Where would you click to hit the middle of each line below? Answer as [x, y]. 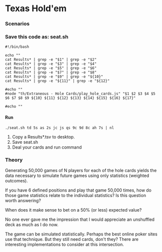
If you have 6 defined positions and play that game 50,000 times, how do [78, 190]
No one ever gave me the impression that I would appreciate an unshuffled [80, 219]
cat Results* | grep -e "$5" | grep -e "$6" [51, 68]
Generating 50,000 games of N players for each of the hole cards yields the [81, 170]
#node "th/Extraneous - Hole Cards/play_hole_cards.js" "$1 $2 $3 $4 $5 [80, 94]
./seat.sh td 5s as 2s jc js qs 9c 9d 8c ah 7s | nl [60, 128]
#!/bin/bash [17, 47]
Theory [14, 160]
